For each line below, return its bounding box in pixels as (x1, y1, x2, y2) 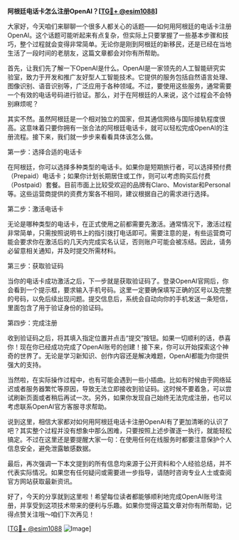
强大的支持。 (7, 360, 45, 369)
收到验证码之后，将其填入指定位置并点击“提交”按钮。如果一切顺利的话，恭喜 (7, 334, 231, 342)
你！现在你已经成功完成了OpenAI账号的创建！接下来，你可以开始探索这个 (7, 343, 223, 351)
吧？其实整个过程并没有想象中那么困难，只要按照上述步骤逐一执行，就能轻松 (7, 427, 232, 435)
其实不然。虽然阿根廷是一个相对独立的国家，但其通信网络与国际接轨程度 (7, 115, 219, 123)
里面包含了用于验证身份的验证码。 (7, 303, 107, 312)
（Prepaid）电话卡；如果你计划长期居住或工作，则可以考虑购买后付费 (7, 172, 211, 180)
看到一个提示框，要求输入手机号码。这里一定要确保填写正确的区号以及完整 (13, 286, 232, 294)
